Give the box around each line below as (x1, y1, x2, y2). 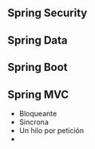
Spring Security (7, 6, 88, 20)
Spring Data (7, 33, 68, 47)
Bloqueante (18, 108, 57, 118)
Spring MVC (7, 88, 69, 101)
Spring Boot (7, 61, 68, 74)
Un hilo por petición (18, 125, 85, 135)
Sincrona (18, 117, 49, 127)
